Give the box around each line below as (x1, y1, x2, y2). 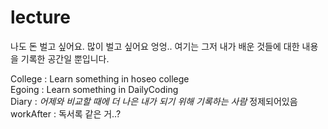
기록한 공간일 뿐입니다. (20, 52, 110, 65)
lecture (10, 6, 71, 29)
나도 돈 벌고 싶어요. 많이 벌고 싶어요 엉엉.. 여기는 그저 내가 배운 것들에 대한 (10, 40, 300, 52)
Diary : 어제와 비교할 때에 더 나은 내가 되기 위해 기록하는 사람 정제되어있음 (10, 95, 298, 107)
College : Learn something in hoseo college (10, 72, 190, 85)
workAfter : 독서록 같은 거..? (10, 107, 122, 120)
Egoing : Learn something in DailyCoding (10, 83, 179, 95)
